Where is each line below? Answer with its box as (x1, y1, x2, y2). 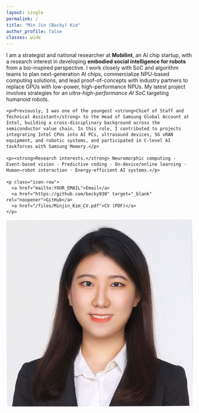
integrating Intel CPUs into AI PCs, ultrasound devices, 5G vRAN (6, 132, 174, 138)
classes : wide (6, 34, 41, 41)
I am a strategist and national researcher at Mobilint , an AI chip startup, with (6, 52, 192, 59)
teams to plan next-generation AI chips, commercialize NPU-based (6, 71, 170, 78)
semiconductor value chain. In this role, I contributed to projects (6, 126, 182, 132)
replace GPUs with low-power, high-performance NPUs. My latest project (6, 83, 185, 90)
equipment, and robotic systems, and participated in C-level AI (6, 138, 171, 144)
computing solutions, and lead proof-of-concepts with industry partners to (6, 77, 188, 84)
